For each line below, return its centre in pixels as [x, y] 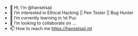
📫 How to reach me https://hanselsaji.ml [51, 28]
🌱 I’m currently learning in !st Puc [43, 18]
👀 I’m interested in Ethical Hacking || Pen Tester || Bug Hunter [71, 13]
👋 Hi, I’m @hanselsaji [31, 8]
